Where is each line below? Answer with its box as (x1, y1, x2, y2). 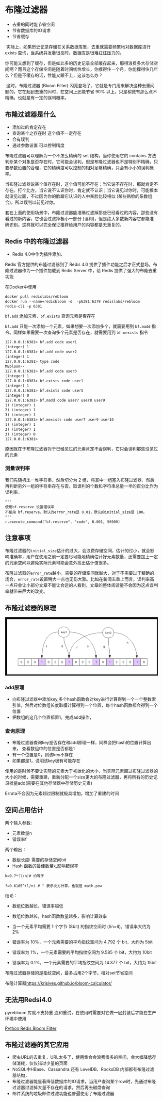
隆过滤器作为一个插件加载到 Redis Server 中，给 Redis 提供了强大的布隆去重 (5, 267, 157, 273)
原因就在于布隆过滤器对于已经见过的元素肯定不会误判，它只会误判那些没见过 (5, 446, 158, 452)
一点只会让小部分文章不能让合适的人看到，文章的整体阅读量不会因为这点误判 (5, 582, 158, 588)
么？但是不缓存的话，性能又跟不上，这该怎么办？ (5, 72, 103, 78)
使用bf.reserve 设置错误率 (5, 504, 54, 509)
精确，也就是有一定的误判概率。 (5, 95, 69, 100)
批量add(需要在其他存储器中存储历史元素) (9, 780, 93, 786)
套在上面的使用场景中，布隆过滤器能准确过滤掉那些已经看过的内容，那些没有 (5, 210, 158, 215)
